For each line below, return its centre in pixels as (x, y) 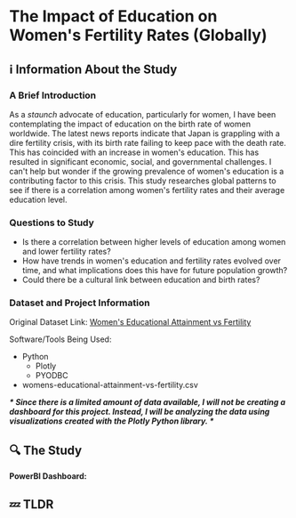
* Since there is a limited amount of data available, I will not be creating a (148, 402)
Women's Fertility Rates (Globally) (138, 35)
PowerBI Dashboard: (48, 476)
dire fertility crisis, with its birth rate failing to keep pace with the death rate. (148, 142)
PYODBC (52, 376)
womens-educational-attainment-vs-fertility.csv (110, 385)
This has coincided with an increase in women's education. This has (134, 152)
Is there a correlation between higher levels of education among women (154, 242)
